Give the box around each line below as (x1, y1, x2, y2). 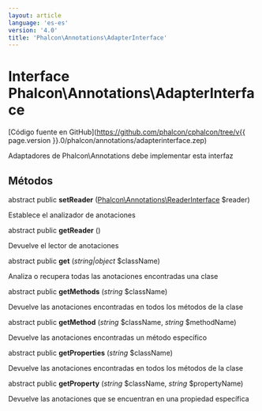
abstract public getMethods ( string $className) (8, 287, 168, 296)
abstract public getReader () (8, 226, 101, 235)
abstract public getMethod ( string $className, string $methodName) (8, 318, 237, 326)
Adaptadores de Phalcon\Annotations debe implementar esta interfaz (8, 151, 234, 160)
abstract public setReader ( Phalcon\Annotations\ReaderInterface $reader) (8, 195, 250, 204)
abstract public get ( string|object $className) (8, 256, 160, 266)
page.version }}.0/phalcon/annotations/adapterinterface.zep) (8, 136, 208, 145)
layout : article (8, 11, 62, 20)
